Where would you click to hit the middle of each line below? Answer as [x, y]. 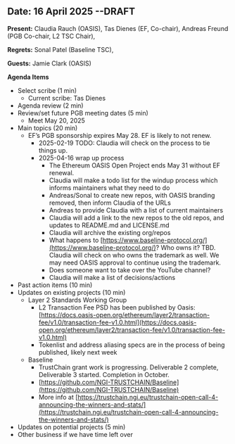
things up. [53, 150]
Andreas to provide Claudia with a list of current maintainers [136, 210]
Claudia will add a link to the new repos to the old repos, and [136, 217]
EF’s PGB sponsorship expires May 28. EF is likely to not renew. [120, 135]
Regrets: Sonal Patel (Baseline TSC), [61, 49]
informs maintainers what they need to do [109, 188]
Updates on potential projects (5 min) [71, 427]
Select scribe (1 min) [47, 90]
